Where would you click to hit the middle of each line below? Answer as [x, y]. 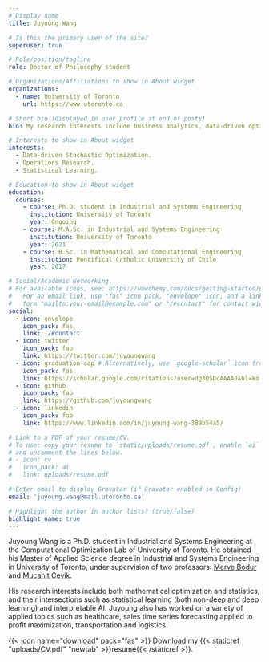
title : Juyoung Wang [43, 23]
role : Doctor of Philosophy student [69, 67]
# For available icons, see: [57, 289]
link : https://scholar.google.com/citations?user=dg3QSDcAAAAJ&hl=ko [141, 378]
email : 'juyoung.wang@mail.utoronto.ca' [77, 497]
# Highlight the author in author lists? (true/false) [102, 511]
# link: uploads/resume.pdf [59, 475]
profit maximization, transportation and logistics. [88, 625]
